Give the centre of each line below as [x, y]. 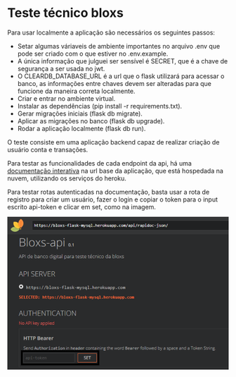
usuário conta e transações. [48, 149]
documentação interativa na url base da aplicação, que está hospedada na [115, 171]
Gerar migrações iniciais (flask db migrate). [80, 113]
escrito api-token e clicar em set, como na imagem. [82, 206]
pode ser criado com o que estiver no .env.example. [93, 54]
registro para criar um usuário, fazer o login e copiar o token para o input [112, 199]
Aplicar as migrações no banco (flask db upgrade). [91, 120]
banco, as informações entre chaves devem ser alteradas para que [114, 83]
